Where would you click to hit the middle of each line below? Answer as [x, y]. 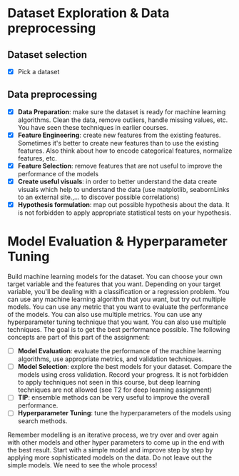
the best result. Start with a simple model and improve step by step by [110, 450]
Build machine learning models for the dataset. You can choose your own [115, 277]
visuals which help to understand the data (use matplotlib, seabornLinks [123, 190]
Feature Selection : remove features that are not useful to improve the [120, 166]
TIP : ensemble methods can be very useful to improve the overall [114, 397]
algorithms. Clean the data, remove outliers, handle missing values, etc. [123, 120]
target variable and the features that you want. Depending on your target [114, 284]
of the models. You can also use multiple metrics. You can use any [105, 315]
